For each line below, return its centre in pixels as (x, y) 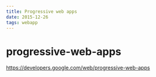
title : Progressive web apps (42, 11)
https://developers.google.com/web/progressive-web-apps (78, 68)
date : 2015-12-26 (27, 17)
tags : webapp (22, 22)
